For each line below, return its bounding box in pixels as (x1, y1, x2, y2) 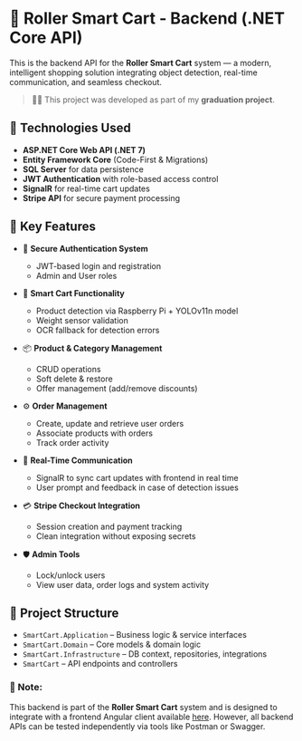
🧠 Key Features (9, 219, 97, 235)
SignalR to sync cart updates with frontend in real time (35, 472, 239, 483)
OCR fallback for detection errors (35, 324, 160, 335)
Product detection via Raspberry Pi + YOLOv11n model (35, 305, 239, 316)
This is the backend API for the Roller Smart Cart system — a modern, (9, 57, 272, 68)
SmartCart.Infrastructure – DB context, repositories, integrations (22, 649, 268, 659)
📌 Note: (9, 681, 43, 694)
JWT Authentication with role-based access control (22, 173, 219, 184)
